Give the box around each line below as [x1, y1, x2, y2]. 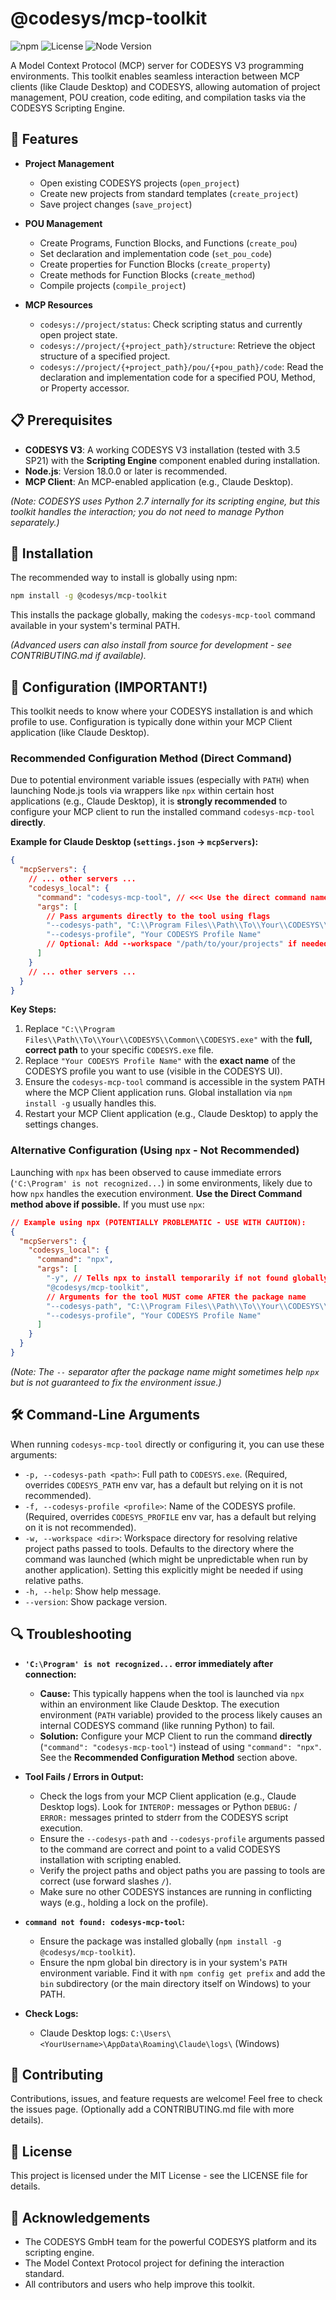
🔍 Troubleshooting [10, 1626, 132, 1643]
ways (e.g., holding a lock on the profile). [39, 1896, 209, 1908]
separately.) [10, 516, 60, 528]
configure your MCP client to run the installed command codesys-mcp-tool [10, 806, 315, 818]
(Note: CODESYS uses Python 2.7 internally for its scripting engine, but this [10, 495, 321, 507]
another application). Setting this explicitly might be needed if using [24, 1563, 304, 1576]
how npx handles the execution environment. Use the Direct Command [10, 1187, 303, 1199]
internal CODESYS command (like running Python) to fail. [39, 1719, 275, 1731]
